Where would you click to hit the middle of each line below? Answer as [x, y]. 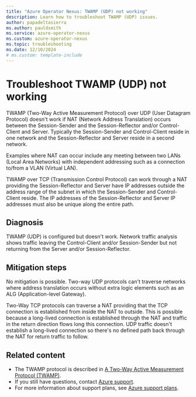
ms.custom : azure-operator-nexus [47, 39]
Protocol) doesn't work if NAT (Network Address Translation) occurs [89, 119]
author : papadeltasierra [36, 22]
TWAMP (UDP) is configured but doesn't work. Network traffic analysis [92, 237]
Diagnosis [25, 223]
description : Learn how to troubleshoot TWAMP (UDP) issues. [82, 17]
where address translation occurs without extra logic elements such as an [95, 288]
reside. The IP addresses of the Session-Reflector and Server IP [98, 198]
